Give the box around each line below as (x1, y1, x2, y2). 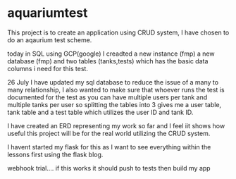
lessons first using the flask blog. (7, 150, 104, 159)
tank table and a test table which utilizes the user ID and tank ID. (7, 108, 194, 116)
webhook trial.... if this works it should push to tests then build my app (7, 163, 211, 172)
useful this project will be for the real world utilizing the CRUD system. (7, 129, 211, 137)
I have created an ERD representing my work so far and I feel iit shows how (7, 121, 225, 130)
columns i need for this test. (7, 64, 88, 73)
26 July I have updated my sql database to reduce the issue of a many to (7, 78, 219, 86)
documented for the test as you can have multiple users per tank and (7, 93, 208, 101)
